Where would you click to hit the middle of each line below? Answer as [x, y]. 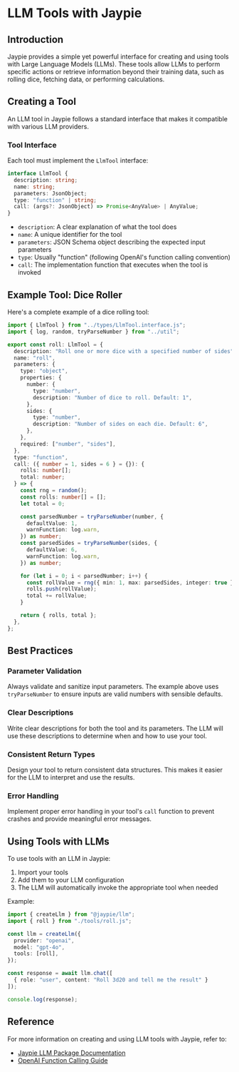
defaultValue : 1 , [52, 523]
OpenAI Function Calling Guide [63, 1060]
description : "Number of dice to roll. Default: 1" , [113, 397]
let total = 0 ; [43, 504]
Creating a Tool [42, 102]
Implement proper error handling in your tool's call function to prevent [111, 812]
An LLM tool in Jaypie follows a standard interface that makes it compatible [117, 118]
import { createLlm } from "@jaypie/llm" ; [71, 914]
